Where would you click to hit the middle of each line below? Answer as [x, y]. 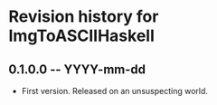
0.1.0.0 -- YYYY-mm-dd [77, 69]
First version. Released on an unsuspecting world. [115, 91]
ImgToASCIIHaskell [81, 36]
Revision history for [84, 17]
